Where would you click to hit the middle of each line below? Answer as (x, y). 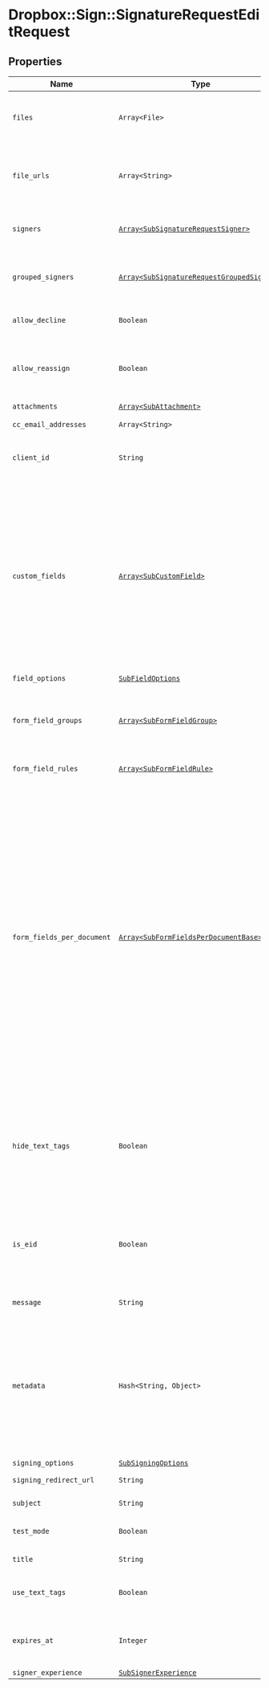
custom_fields (39, 576)
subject (27, 1503)
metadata (29, 1386)
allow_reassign (41, 368)
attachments (35, 407)
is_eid (25, 1245)
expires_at (33, 1640)
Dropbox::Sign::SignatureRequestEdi (134, 15)
